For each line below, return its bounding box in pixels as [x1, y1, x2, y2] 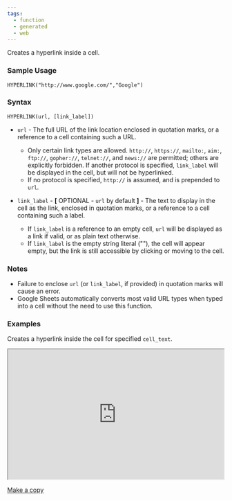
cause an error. [17, 287, 61, 295]
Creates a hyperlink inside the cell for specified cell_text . [7, 335, 173, 343]
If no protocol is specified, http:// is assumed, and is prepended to [27, 175, 220, 184]
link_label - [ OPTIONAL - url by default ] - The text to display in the [17, 196, 215, 204]
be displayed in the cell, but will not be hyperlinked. [27, 168, 174, 177]
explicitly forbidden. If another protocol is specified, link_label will [27, 161, 219, 169]
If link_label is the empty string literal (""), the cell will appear [27, 239, 205, 247]
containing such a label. [17, 211, 85, 219]
